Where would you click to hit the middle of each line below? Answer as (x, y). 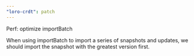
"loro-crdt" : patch (31, 12)
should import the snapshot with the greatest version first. (78, 46)
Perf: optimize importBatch (40, 29)
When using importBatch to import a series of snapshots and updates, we (97, 40)
